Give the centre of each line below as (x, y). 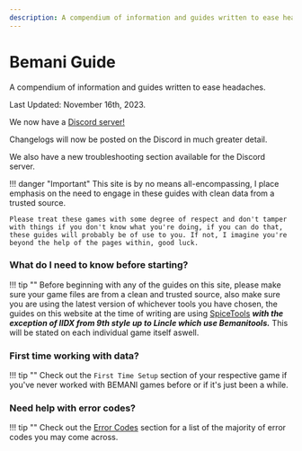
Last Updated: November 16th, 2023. (78, 104)
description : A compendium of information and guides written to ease (144, 18)
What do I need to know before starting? (99, 265)
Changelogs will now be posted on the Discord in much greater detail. (138, 139)
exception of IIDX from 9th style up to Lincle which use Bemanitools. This (149, 323)
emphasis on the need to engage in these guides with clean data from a (142, 193)
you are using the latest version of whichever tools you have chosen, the (144, 304)
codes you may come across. (64, 438)
